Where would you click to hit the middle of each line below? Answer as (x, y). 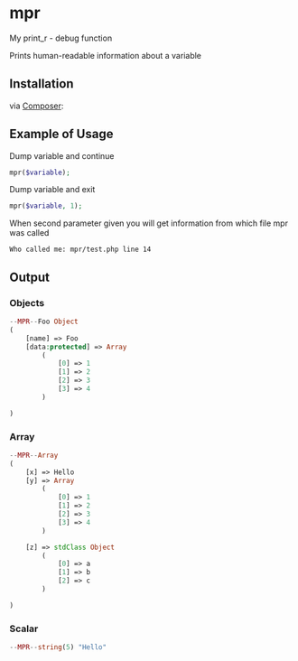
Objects (27, 303)
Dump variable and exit (52, 190)
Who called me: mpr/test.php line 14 (80, 250)
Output (29, 277)
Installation (42, 84)
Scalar (24, 628)
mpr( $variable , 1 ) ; (46, 206)
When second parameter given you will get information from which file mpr (149, 223)
